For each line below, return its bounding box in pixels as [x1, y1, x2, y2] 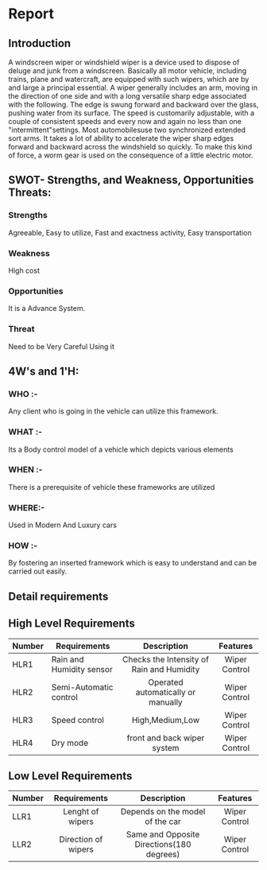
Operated [148, 677, 184, 688]
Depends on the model [120, 806, 206, 818]
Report [8, 5, 54, 23]
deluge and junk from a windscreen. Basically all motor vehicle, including [8, 66, 247, 76]
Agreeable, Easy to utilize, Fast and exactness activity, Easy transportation [8, 227, 252, 237]
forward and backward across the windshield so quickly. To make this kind [8, 142, 253, 151]
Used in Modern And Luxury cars [8, 520, 118, 530]
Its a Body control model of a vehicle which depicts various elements [8, 445, 234, 454]
